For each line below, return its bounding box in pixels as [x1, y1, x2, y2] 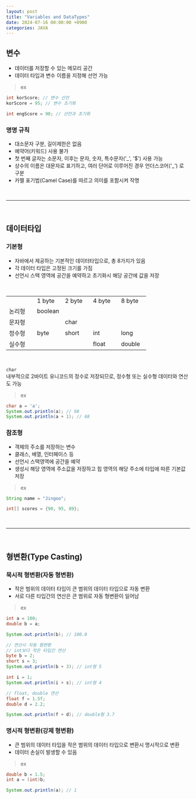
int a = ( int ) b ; [6, 777, 45, 783]
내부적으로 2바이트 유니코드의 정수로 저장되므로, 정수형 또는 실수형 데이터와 [6, 373, 178, 380]
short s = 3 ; [6, 659, 38, 664]
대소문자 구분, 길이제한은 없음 [14, 140, 82, 147]
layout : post [6, 8, 38, 15]
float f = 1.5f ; [6, 695, 45, 702]
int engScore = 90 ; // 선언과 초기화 [6, 111, 90, 117]
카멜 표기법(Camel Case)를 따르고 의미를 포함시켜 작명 [14, 177, 140, 184]
